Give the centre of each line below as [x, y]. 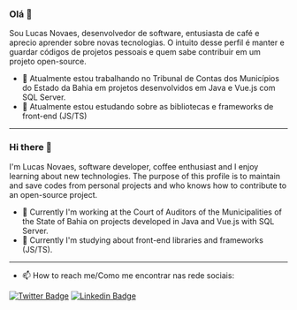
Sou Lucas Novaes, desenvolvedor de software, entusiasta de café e [134, 34]
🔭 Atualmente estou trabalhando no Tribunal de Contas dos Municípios [151, 79]
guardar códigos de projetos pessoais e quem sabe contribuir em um [135, 52]
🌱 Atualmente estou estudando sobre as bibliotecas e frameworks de [148, 107]
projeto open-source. [48, 62]
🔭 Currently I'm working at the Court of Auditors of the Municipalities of [152, 212]
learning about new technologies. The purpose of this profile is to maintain [145, 176]
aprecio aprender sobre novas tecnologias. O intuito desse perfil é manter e [147, 42]
